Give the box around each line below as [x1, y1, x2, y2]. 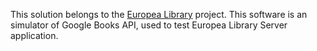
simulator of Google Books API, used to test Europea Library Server [10, 19, 288, 31]
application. [10, 30, 59, 41]
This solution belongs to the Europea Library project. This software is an [10, 9, 308, 20]
